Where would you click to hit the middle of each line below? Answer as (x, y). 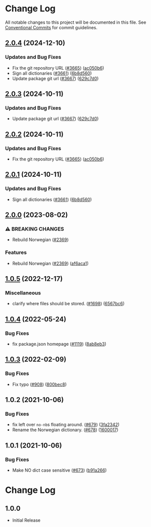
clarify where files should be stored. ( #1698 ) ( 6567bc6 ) (68, 304)
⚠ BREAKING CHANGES (35, 229)
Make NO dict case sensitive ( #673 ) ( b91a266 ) (60, 470)
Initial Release (26, 520)
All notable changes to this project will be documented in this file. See (76, 22)
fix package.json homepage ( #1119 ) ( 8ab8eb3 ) (59, 344)
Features (16, 252)
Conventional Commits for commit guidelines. (51, 27)
